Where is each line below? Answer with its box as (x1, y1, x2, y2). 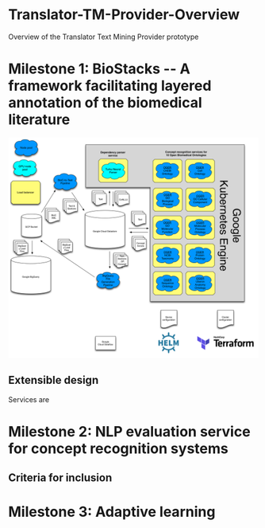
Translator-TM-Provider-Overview (8, 6, 240, 24)
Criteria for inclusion (8, 471, 113, 485)
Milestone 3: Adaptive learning (8, 503, 216, 521)
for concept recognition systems (8, 440, 229, 457)
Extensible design (8, 374, 99, 387)
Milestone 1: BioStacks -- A (8, 60, 190, 78)
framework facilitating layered (8, 77, 212, 95)
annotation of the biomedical (8, 94, 202, 112)
